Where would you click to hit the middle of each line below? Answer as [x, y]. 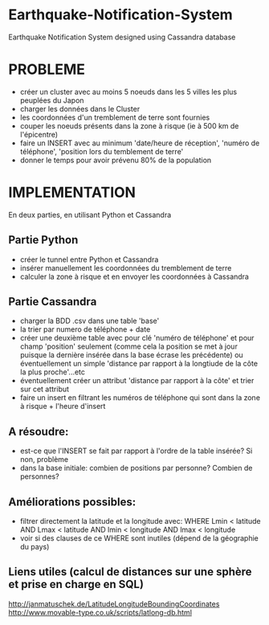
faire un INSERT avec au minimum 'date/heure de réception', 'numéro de [140, 143]
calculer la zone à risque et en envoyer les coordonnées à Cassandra [134, 276]
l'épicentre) [39, 134]
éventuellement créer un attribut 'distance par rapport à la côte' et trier [137, 381]
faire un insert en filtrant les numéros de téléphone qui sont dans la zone [140, 398]
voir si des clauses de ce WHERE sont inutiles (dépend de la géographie [139, 538]
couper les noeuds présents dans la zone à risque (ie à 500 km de [129, 125]
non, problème [44, 460]
